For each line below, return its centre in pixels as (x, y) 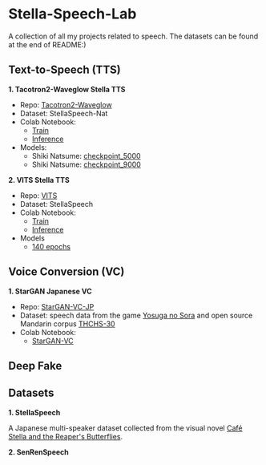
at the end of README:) (47, 44)
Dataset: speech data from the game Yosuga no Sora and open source (136, 315)
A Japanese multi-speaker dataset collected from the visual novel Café (125, 428)
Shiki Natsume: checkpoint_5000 (87, 156)
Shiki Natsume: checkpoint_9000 (87, 164)
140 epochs (51, 246)
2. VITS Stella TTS (39, 180)
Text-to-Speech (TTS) (65, 70)
